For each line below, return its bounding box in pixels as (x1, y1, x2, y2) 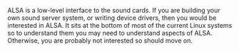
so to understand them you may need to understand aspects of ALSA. (7, 28, 213, 37)
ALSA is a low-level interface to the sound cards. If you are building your (7, 6, 220, 14)
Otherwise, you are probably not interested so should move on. (7, 36, 193, 45)
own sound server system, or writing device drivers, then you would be (7, 14, 217, 22)
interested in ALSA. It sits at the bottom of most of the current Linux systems (7, 21, 233, 29)
